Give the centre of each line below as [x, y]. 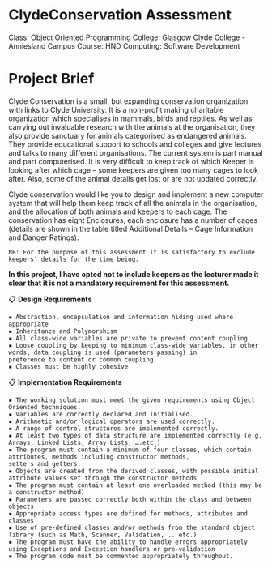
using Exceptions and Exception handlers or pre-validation [112, 549]
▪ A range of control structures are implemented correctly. [114, 428]
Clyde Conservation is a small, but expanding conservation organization [128, 101]
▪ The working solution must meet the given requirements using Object [132, 400]
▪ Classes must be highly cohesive [68, 366]
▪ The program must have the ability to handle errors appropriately [128, 542]
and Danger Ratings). [44, 237]
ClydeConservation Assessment [120, 15]
